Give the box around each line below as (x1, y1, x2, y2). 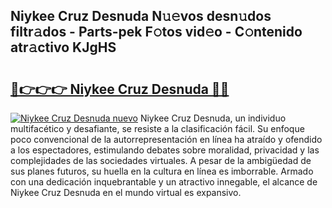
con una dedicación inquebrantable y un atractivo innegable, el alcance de (10, 176, 318, 188)
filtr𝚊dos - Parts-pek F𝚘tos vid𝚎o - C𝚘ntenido (10, 24, 303, 41)
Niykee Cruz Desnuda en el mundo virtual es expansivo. (10, 187, 242, 198)
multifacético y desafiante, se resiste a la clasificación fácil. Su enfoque (10, 123, 305, 134)
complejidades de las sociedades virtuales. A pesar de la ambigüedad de (10, 155, 312, 166)
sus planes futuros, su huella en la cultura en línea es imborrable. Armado (10, 165, 314, 177)
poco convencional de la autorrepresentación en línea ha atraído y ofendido (10, 134, 323, 145)
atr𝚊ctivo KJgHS (10, 39, 117, 56)
